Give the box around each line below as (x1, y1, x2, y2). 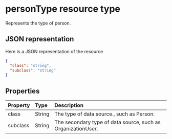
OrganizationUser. (54, 125, 98, 132)
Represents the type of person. (5, 20, 71, 26)
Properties (5, 86, 40, 95)
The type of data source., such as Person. (54, 110, 155, 118)
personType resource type (5, 3, 121, 15)
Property (8, 102, 30, 109)
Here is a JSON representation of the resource (5, 48, 103, 54)
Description (54, 102, 83, 109)
